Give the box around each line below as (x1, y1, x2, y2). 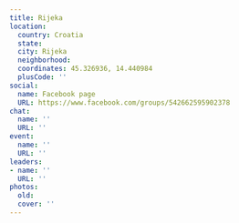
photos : (9, 183, 39, 192)
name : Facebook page (17, 89, 96, 98)
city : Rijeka (17, 47, 68, 56)
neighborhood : (17, 56, 71, 65)
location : (9, 22, 47, 31)
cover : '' (17, 199, 55, 209)
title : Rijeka (9, 13, 64, 23)
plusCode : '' (17, 73, 68, 82)
